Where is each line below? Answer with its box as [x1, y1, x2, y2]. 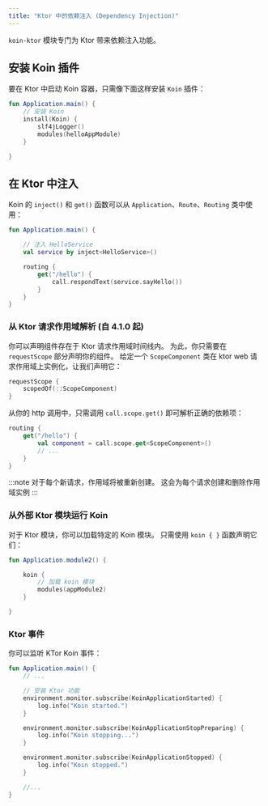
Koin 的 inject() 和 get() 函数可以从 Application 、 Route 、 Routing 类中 [8, 200, 246, 210]
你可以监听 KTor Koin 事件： [8, 648, 102, 658]
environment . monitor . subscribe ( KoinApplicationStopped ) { [23, 753, 223, 761]
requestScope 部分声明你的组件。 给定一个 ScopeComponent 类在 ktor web [8, 351, 249, 361]
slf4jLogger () [37, 123, 85, 131]
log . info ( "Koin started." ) [37, 702, 129, 710]
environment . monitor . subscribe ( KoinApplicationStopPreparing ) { [23, 723, 245, 732]
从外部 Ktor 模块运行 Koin [8, 510, 108, 521]
